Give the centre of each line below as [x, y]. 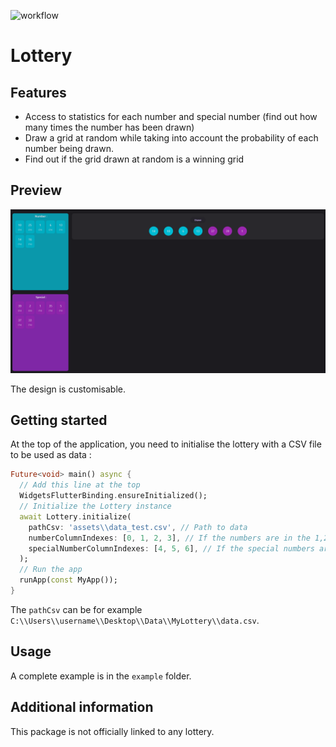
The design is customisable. [68, 389]
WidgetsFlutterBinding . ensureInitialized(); [113, 496]
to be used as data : [51, 455]
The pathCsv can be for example [76, 609]
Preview [36, 190]
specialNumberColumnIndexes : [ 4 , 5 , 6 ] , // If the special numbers [171, 548]
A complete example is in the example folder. [101, 676]
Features [38, 92]
